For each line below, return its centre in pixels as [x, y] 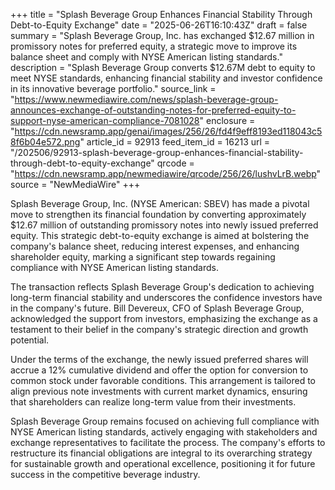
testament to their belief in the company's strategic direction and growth [159, 329]
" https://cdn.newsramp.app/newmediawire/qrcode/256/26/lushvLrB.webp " [166, 173]
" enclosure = [227, 120]
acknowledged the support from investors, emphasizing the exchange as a [164, 318]
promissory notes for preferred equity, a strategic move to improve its [154, 46]
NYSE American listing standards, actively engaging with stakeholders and [164, 432]
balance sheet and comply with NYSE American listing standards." [146, 57]
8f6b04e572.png [45, 142]
